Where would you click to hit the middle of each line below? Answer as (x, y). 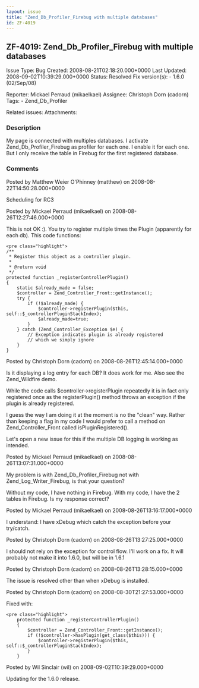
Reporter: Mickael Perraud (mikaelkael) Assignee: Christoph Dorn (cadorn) (97, 95)
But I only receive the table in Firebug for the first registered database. (92, 153)
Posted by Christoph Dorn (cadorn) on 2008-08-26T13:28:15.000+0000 (94, 569)
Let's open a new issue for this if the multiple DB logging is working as (92, 439)
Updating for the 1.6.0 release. (43, 678)
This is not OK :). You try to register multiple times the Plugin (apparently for (99, 229)
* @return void (27, 267)
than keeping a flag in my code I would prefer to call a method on (86, 421)
